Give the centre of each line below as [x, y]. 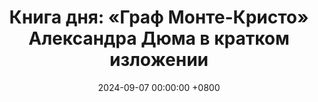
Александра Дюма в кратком [159, 38]
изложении [159, 60]
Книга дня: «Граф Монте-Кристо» [159, 17]
